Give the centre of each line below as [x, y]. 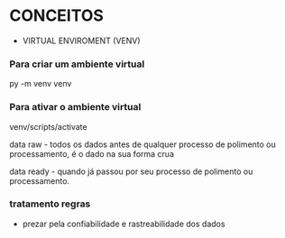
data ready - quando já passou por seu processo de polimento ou [131, 171]
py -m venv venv [41, 84]
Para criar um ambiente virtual [77, 64]
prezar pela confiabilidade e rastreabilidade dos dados [124, 224]
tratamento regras [50, 204]
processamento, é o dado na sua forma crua [92, 153]
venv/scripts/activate [48, 126]
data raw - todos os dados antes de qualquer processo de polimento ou [143, 144]
